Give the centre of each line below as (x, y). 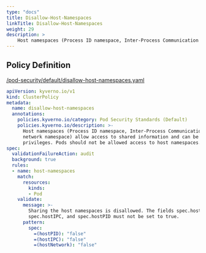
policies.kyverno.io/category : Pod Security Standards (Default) (103, 120)
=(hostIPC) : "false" (60, 240)
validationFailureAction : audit (53, 154)
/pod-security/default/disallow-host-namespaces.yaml (75, 80)
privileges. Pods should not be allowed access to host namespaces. (112, 142)
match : (26, 176)
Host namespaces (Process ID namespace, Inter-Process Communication (108, 40)
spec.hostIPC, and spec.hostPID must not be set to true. (104, 217)
